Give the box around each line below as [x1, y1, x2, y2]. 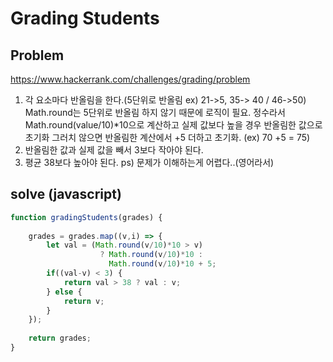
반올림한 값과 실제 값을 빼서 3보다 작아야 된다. [24, 144, 204, 156]
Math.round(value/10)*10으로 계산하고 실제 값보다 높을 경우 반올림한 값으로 [24, 119, 323, 131]
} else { [46, 287, 83, 297]
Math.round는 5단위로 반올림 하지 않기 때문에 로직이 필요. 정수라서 [24, 107, 286, 118]
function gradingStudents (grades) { [10, 212, 163, 222]
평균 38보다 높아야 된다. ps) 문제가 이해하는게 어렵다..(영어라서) [24, 157, 275, 168]
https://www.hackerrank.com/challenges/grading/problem [10, 73, 251, 85]
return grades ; [28, 333, 92, 344]
